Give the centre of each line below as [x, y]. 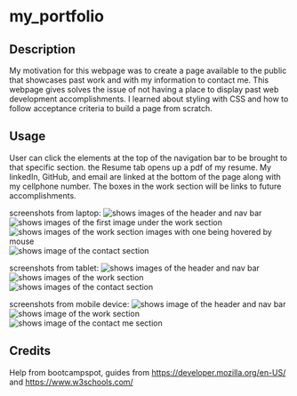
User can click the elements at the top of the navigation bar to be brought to [148, 158]
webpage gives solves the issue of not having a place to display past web [144, 89]
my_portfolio [57, 16]
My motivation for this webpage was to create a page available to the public [148, 70]
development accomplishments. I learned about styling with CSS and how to [149, 99]
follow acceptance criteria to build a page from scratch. [111, 108]
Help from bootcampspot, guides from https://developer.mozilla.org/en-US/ [148, 372]
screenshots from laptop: [55, 213]
